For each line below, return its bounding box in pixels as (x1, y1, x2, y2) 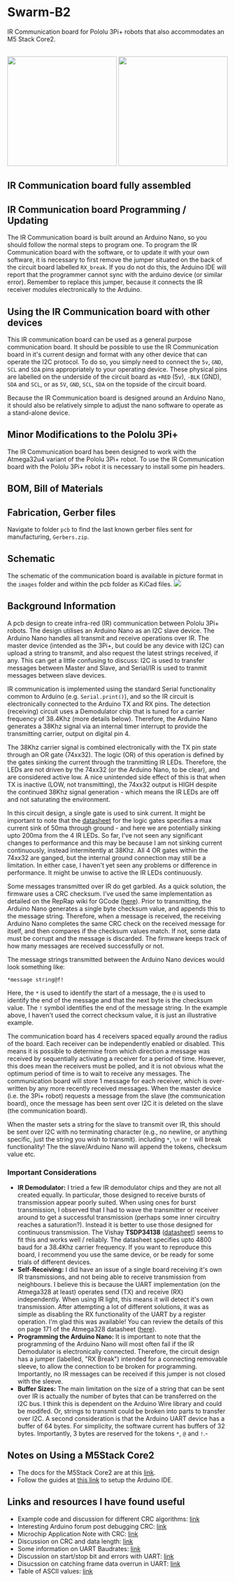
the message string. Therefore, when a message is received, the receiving (7, 911, 222, 920)
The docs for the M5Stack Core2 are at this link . (17, 1468, 156, 1477)
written (7, 1084, 28, 1092)
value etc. (7, 1150, 36, 1158)
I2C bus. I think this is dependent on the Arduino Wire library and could (17, 1399, 222, 1407)
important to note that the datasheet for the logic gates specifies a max (7, 816, 212, 824)
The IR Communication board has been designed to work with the (7, 447, 197, 456)
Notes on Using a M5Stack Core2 (7, 1449, 155, 1461)
